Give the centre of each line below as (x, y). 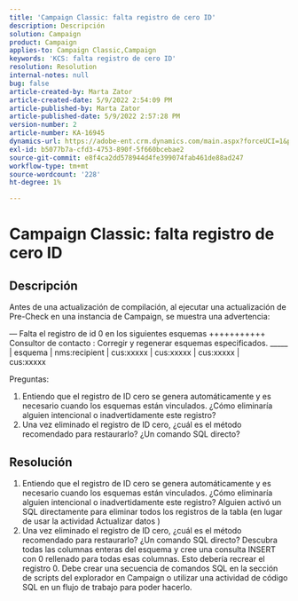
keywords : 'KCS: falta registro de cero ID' (93, 59)
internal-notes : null (49, 75)
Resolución (41, 462)
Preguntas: (29, 379)
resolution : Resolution (53, 67)
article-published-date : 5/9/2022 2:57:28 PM (94, 116)
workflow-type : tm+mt (49, 166)
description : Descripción (57, 26)
